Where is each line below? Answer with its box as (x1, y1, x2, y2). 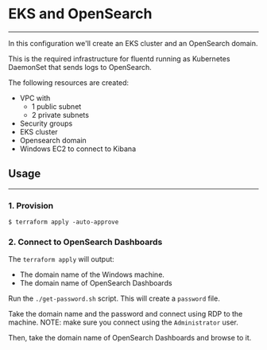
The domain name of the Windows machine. (19, 270, 165, 279)
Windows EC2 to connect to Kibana (19, 144, 137, 154)
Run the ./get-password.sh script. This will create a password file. (8, 294, 220, 303)
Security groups (19, 119, 73, 128)
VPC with (19, 93, 51, 103)
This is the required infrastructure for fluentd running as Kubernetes (8, 53, 230, 64)
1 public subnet (31, 101, 82, 111)
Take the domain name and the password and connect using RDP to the (8, 309, 243, 319)
